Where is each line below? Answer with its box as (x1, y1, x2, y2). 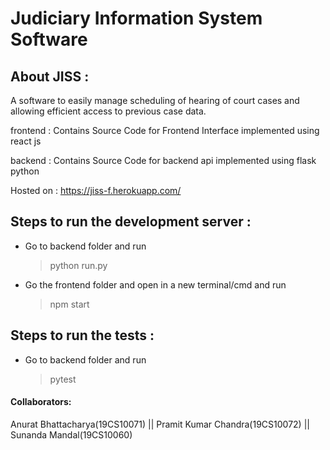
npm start (49, 298, 90, 310)
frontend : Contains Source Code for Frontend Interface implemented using (10, 125, 320, 136)
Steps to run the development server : (10, 213, 252, 231)
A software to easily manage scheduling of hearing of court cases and (10, 95, 300, 106)
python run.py (49, 259, 108, 271)
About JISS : (10, 68, 90, 85)
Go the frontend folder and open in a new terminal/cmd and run (24, 278, 287, 291)
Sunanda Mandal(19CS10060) (10, 428, 133, 441)
